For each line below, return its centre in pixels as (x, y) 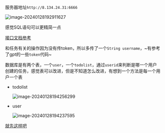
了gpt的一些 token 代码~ (28, 54)
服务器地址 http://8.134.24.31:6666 (41, 7)
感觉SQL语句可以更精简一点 (33, 27)
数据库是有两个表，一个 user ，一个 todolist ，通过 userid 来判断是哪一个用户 (81, 65)
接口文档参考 (18, 38)
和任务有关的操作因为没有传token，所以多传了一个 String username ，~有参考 (83, 48)
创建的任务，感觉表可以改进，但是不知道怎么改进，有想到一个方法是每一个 (81, 71)
